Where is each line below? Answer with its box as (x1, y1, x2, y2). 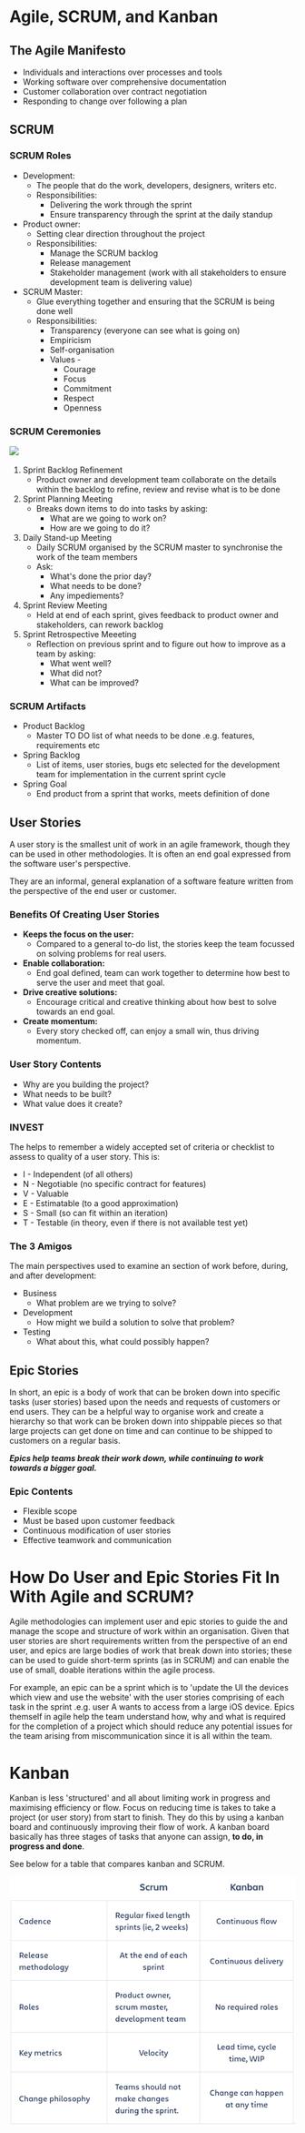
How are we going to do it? (49, 522, 151, 533)
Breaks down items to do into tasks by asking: (35, 503, 209, 513)
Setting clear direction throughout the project (35, 228, 206, 239)
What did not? (49, 667, 103, 678)
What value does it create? (22, 1098, 123, 1109)
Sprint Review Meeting (22, 599, 107, 611)
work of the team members (35, 551, 138, 562)
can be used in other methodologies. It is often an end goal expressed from (9, 848, 291, 859)
